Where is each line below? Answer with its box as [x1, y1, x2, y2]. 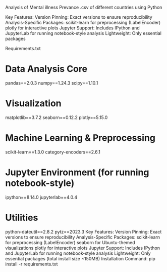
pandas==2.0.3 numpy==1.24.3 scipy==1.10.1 [5, 80, 98, 86]
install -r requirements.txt [5, 261, 58, 267]
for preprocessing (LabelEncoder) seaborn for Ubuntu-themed [5, 239, 135, 245]
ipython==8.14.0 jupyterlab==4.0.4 [5, 194, 77, 200]
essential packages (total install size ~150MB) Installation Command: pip [5, 255, 155, 261]
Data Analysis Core [5, 63, 87, 75]
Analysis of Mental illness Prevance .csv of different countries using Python [5, 5, 162, 10]
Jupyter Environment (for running [5, 167, 149, 178]
